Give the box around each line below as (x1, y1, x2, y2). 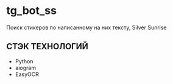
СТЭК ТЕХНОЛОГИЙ (6, 41, 88, 52)
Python (15, 57, 34, 65)
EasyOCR (15, 71, 40, 78)
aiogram (15, 64, 37, 71)
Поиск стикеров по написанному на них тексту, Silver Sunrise (6, 24, 167, 31)
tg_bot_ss (6, 4, 57, 18)
